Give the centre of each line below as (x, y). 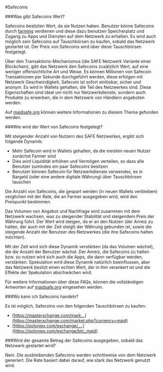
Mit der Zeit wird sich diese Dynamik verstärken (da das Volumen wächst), (80, 246)
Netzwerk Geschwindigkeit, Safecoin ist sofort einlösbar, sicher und (73, 82)
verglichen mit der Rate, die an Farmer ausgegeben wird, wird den (71, 196)
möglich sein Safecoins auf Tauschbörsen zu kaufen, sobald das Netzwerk (80, 41)
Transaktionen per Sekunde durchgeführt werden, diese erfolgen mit (74, 77)
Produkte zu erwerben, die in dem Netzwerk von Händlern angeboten (75, 98)
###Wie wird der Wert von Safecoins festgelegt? (54, 127)
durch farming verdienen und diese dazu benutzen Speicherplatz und (75, 31)
